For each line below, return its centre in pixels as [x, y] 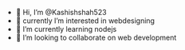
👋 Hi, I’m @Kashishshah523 [61, 12]
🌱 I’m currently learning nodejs [66, 29]
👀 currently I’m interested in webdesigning [85, 21]
